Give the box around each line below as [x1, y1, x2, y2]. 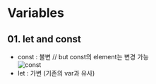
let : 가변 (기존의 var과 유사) [17, 69, 95, 77]
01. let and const [7, 33, 81, 45]
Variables [7, 5, 65, 21]
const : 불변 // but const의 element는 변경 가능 [17, 53, 150, 61]
